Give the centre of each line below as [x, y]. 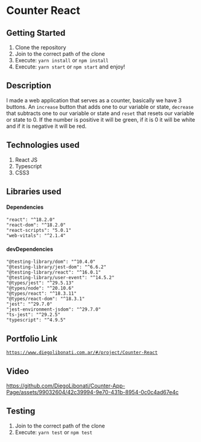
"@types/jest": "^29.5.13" [40, 283]
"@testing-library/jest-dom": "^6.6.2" [56, 267]
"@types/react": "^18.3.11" [42, 294]
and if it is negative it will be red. [46, 126]
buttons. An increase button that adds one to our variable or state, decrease [100, 107]
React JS [26, 160]
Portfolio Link [32, 339]
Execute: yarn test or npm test [53, 432]
